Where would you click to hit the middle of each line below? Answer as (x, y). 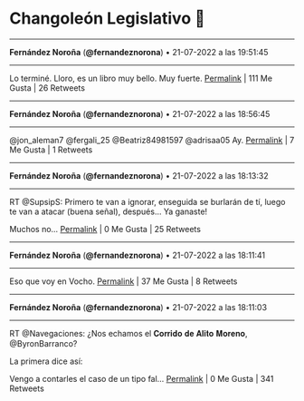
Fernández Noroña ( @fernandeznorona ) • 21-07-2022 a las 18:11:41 (138, 255)
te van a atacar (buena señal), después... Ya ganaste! (109, 211)
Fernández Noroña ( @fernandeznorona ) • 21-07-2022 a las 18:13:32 (139, 175)
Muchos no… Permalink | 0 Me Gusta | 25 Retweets (105, 229)
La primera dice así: (46, 361)
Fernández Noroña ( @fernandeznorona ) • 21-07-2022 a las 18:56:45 (140, 113)
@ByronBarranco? (43, 343)
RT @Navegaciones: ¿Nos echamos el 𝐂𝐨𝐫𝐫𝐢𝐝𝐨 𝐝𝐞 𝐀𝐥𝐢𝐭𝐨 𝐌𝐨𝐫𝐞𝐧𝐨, (128, 333)
